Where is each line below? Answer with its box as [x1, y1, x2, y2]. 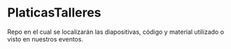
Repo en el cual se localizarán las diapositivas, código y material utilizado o [7, 28, 225, 36]
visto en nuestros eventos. [7, 35, 84, 43]
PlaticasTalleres [7, 5, 101, 21]
